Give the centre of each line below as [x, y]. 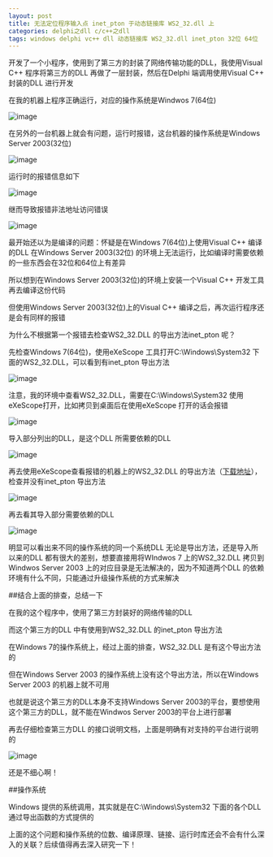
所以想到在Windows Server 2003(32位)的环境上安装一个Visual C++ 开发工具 [136, 280]
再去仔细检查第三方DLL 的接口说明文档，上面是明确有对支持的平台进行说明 [133, 729]
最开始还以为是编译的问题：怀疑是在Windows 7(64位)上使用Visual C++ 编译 [135, 242]
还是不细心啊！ [33, 773]
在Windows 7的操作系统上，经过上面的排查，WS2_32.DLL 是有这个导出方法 [135, 647]
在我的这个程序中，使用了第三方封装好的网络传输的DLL [100, 612]
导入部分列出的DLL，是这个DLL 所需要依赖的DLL [90, 439]
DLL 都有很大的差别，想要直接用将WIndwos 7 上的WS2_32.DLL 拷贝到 [147, 558]
